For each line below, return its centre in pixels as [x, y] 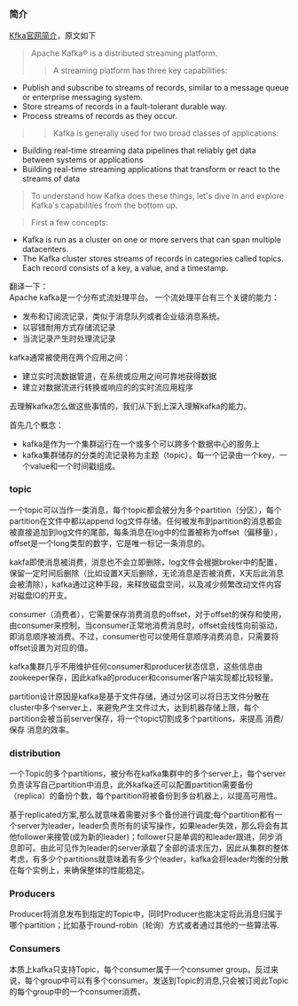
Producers [32, 894]
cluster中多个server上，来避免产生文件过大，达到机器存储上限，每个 [134, 707]
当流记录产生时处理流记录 [69, 338]
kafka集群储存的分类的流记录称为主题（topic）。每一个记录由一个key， [150, 455]
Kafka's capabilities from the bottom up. [104, 205]
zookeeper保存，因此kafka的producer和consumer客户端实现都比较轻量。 [144, 677]
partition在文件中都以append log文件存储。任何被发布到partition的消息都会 [145, 520]
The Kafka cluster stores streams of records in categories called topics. [153, 258]
